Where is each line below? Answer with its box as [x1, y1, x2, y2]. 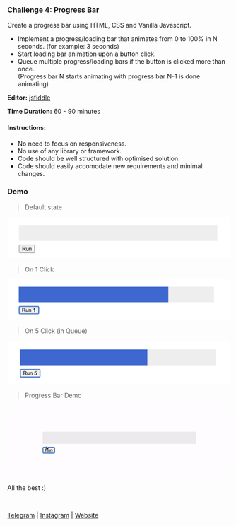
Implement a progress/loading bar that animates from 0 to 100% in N [17, 35, 218, 43]
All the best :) [7, 484, 47, 492]
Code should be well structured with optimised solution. [17, 154, 180, 163]
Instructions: [7, 123, 47, 131]
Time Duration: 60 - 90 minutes [7, 107, 101, 116]
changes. [17, 169, 45, 177]
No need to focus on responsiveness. [17, 139, 127, 148]
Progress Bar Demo [24, 391, 82, 399]
